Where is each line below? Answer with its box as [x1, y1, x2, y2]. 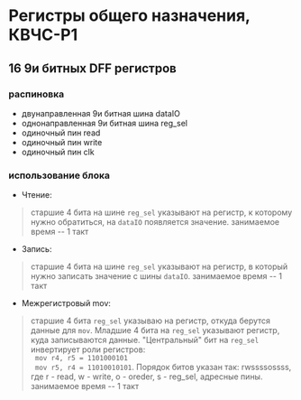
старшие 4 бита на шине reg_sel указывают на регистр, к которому [30, 207, 293, 218]
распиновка [8, 88, 65, 100]
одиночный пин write [21, 136, 103, 147]
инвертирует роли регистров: [30, 344, 146, 355]
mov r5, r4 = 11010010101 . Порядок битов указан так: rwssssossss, [34, 362, 292, 373]
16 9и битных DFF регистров [8, 60, 177, 76]
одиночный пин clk [21, 146, 96, 157]
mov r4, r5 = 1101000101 [34, 354, 128, 363]
